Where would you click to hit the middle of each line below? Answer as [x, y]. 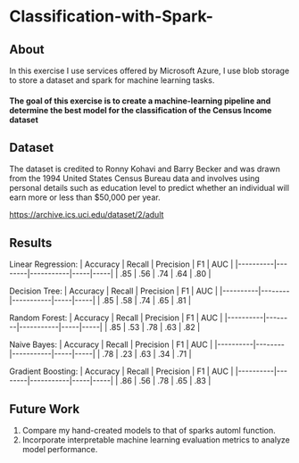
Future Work [45, 409]
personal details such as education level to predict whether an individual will [149, 188]
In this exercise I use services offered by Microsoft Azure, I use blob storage [149, 70]
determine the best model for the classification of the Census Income [141, 110]
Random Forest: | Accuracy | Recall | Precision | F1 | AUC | [116, 318]
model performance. [60, 450]
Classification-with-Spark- [112, 17]
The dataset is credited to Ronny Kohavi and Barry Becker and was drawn [145, 169]
